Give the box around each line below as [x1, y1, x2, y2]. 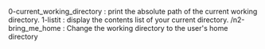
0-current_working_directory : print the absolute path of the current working [8, 7, 258, 16]
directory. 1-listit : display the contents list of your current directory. [8, 15, 229, 24]
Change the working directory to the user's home [66, 24, 228, 32]
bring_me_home [8, 24, 61, 32]
